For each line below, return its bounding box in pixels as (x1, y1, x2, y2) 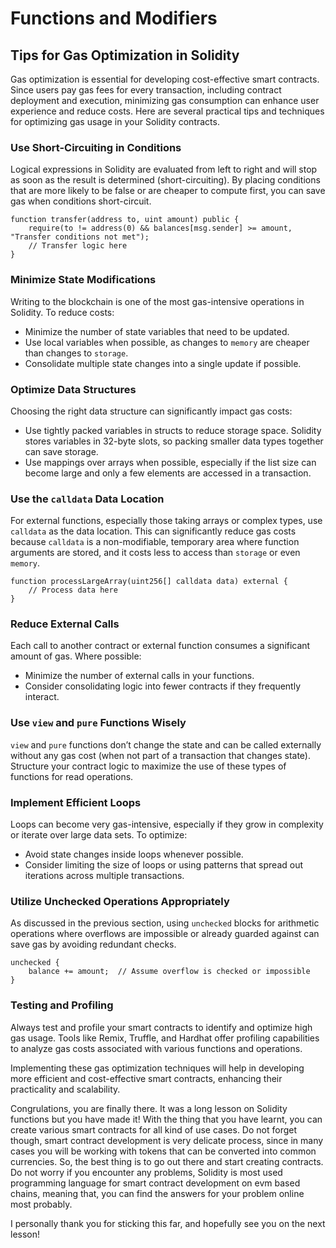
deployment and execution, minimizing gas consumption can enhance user (10, 95, 320, 106)
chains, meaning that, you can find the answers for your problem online (10, 1187, 305, 1199)
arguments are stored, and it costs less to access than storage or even (10, 547, 301, 559)
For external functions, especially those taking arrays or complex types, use (10, 515, 323, 527)
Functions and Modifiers (10, 7, 218, 30)
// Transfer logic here (28, 241, 128, 251)
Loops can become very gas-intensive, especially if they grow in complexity (10, 818, 324, 831)
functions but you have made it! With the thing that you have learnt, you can (10, 1113, 323, 1125)
